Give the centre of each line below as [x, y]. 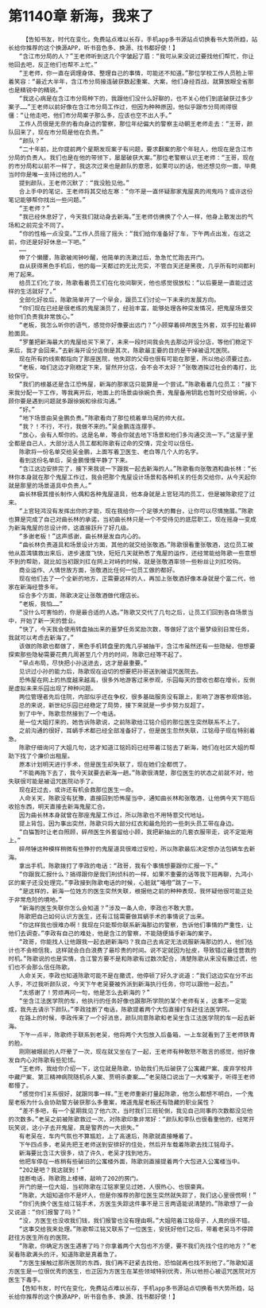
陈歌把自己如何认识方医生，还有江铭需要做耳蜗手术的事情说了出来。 [113, 916]
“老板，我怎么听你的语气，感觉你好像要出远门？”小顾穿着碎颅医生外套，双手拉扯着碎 [137, 325]
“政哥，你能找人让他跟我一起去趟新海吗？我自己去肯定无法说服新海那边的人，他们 [133, 942]
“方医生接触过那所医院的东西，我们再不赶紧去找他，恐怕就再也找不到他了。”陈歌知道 [136, 1263]
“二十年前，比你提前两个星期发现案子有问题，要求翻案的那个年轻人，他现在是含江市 [136, 149]
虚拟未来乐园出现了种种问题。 [56, 689]
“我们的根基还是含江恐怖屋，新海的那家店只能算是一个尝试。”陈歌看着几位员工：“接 [135, 384]
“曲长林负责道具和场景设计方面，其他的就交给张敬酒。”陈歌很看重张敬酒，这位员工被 [136, 545]
